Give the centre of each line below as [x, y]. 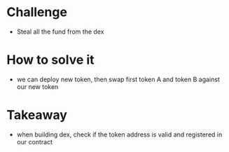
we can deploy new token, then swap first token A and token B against [118, 79]
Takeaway [37, 115]
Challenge [37, 12]
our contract [35, 141]
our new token [37, 87]
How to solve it [51, 60]
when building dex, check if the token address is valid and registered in [119, 134]
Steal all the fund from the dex [60, 32]
